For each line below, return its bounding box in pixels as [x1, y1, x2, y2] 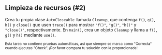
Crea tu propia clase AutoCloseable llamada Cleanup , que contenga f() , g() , [5, 16, 156, 22]
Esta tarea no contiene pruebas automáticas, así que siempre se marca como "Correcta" [5, 41, 152, 46]
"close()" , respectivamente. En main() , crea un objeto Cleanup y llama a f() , [5, 27, 158, 33]
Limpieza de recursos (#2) [5, 4, 86, 12]
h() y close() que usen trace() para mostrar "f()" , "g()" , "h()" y [5, 22, 137, 27]
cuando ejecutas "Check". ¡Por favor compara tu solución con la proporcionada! [5, 45, 138, 50]
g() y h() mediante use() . [5, 32, 56, 38]
